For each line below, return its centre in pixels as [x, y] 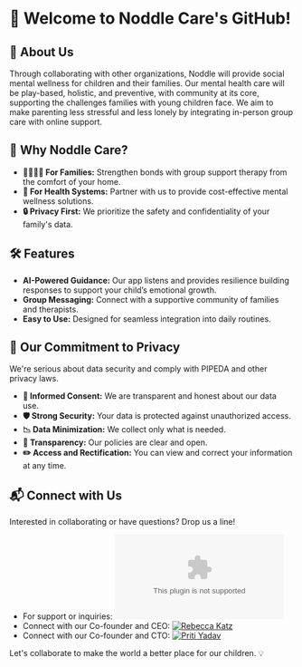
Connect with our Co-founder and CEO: [96, 626]
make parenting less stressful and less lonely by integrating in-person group [151, 112]
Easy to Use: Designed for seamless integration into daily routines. [146, 319]
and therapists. [50, 309]
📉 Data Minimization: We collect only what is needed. [124, 430]
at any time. [44, 466]
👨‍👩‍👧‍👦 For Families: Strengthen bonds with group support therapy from [155, 172]
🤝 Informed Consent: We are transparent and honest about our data [150, 396]
